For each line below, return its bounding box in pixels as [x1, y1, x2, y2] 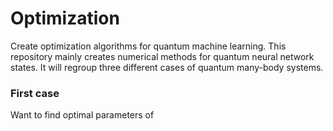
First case [10, 86, 60, 100]
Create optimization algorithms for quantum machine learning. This [10, 40, 287, 52]
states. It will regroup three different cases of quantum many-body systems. [10, 61, 324, 73]
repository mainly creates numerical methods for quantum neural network [10, 50, 315, 62]
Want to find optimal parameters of [10, 109, 155, 121]
